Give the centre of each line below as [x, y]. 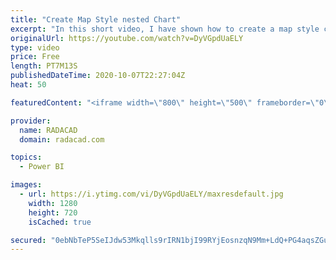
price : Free [35, 57]
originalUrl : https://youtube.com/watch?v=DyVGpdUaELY [127, 38]
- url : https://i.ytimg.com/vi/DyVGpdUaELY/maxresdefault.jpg [151, 194]
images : [26, 185]
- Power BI [42, 167]
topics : [26, 157]
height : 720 [53, 212]
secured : [28, 240]
